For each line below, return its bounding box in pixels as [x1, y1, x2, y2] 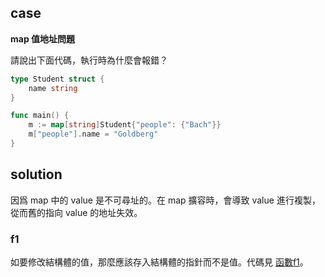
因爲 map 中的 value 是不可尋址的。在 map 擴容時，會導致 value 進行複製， [10, 194, 321, 206]
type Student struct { [10, 74, 105, 84]
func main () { [10, 111, 70, 121]
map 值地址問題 [10, 32, 76, 45]
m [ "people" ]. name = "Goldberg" [28, 129, 159, 140]
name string [28, 83, 78, 93]
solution [10, 166, 63, 183]
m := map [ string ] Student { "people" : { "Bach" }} [28, 120, 222, 130]
